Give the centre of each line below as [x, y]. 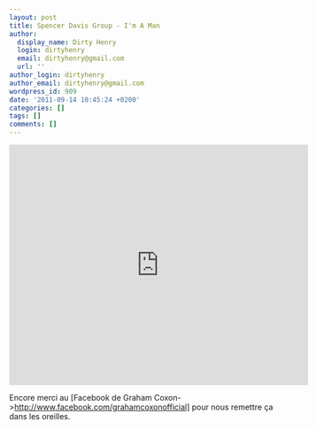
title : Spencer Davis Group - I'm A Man [85, 26]
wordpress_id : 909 [43, 91]
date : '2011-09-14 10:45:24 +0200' [75, 100]
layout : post [33, 17]
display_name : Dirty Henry [67, 42]
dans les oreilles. [40, 416]
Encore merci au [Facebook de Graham [81, 398]
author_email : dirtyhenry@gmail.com [77, 83]
